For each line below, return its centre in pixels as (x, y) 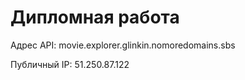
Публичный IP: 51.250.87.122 (70, 64)
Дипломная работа (95, 17)
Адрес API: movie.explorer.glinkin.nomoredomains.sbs (123, 45)
